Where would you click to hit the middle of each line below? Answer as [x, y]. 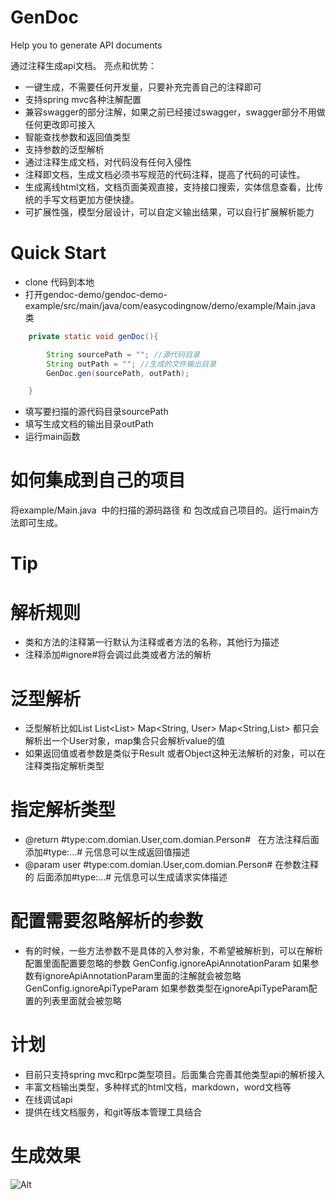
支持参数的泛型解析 [64, 149]
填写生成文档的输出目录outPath [89, 424]
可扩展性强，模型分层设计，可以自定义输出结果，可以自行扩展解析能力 [169, 212]
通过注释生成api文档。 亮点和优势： [83, 65]
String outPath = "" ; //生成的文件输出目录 [131, 364]
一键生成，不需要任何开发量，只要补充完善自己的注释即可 [143, 87]
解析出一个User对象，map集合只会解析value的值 [125, 741]
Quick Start [58, 253]
